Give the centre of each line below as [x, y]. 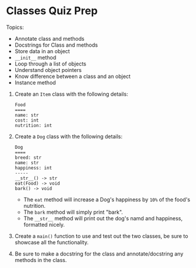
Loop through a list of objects [50, 64]
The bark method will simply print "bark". [73, 212]
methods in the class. [40, 260]
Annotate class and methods [49, 38]
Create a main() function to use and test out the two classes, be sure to [101, 236]
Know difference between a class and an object [73, 76]
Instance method [35, 82]
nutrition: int [33, 125]
